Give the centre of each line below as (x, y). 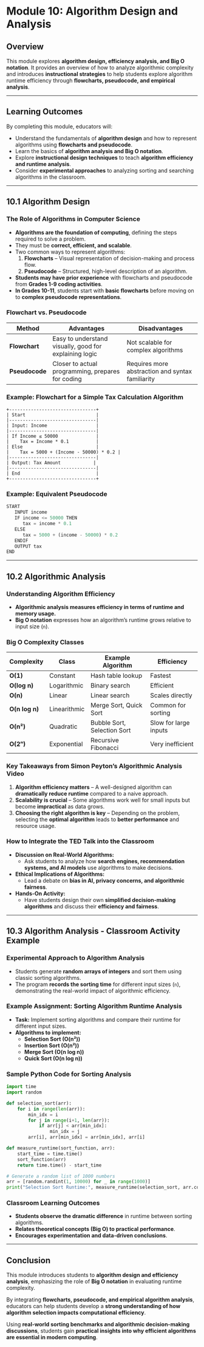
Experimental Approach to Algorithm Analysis (75, 958)
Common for (168, 705)
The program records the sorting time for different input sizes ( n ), (98, 984)
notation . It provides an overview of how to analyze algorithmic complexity (100, 67)
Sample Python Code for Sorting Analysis (69, 1074)
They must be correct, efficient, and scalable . (73, 245)
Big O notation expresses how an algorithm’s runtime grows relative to (103, 620)
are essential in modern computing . (52, 1337)
